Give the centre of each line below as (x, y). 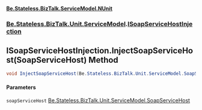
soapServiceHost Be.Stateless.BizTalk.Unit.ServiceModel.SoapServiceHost (98, 100)
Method (103, 60)
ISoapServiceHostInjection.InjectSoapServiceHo (100, 51)
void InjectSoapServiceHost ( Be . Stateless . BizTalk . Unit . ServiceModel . (95, 74)
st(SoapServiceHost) (47, 60)
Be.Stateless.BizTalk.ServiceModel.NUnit (60, 8)
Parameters (21, 87)
